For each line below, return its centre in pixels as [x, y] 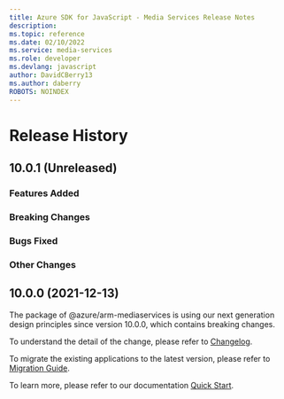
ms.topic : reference [47, 34]
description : [33, 26]
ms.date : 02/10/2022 [47, 42]
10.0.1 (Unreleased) [63, 168]
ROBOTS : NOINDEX [39, 91]
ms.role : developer [45, 59]
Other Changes [43, 264]
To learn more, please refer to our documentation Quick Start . [122, 385]
